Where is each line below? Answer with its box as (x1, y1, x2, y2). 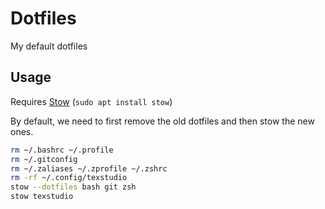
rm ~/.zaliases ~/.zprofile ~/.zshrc (10, 163, 168, 174)
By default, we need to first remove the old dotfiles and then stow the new (10, 115, 315, 127)
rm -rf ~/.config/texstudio (10, 173, 128, 183)
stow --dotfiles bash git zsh (10, 182, 137, 192)
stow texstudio (10, 192, 74, 202)
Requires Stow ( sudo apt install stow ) (10, 95, 173, 107)
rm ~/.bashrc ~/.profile (10, 145, 114, 155)
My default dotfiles (10, 40, 88, 52)
